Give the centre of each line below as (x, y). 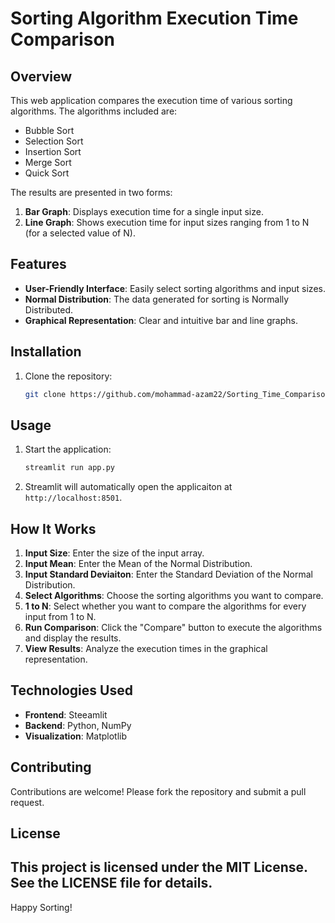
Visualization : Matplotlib (76, 736)
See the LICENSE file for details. (111, 883)
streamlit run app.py (69, 468)
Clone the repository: (68, 376)
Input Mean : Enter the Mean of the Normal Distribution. (138, 563)
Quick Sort (47, 173)
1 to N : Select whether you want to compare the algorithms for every (165, 606)
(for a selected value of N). (80, 233)
